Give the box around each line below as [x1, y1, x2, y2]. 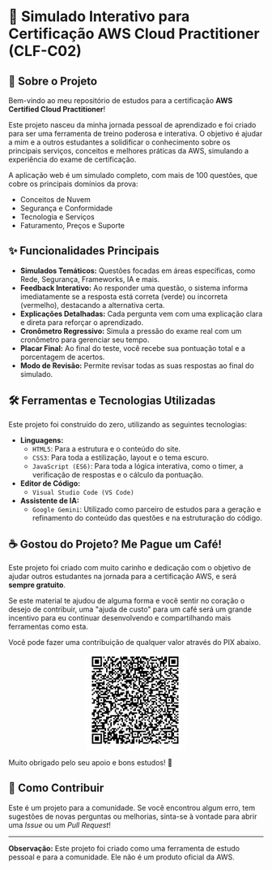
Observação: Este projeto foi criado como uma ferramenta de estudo [8, 843, 240, 853]
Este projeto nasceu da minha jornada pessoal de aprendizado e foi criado [8, 120, 257, 129]
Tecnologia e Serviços [19, 212, 95, 222]
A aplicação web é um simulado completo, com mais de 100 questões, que [8, 171, 257, 180]
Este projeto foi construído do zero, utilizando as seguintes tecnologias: [8, 419, 247, 429]
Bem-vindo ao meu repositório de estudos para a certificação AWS [8, 96, 233, 105]
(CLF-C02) [8, 42, 83, 60]
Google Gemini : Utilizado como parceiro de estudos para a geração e [32, 504, 261, 514]
